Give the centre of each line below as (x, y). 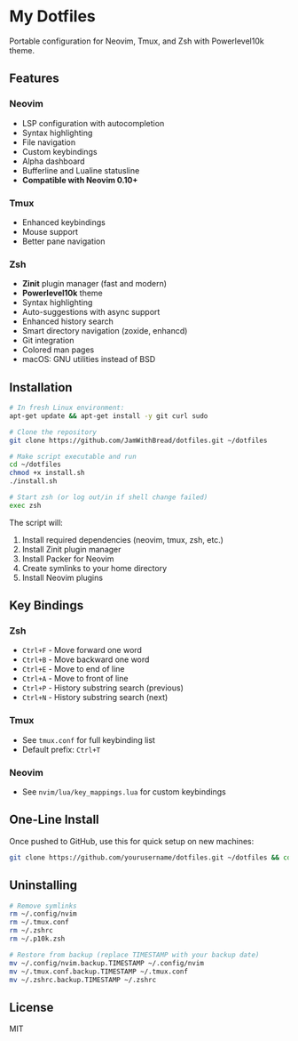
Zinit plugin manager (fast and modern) (94, 284)
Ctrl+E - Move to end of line (73, 669)
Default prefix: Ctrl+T (61, 749)
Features (34, 79)
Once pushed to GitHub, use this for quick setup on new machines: (132, 841)
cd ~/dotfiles (35, 464)
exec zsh (25, 505)
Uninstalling (43, 886)
